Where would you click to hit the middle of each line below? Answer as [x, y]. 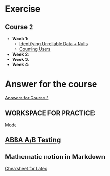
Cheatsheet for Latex [26, 168]
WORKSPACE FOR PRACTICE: [51, 113]
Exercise [23, 9]
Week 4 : [21, 65]
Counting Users [35, 49]
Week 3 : [20, 59]
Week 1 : [20, 39]
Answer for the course [51, 84]
